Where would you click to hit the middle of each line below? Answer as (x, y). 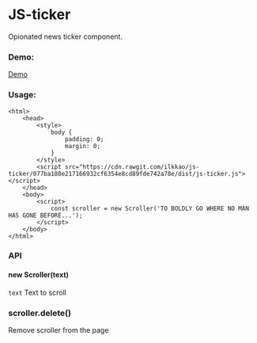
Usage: (23, 95)
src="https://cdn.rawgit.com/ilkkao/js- (132, 167)
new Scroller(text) (39, 275)
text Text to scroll (38, 292)
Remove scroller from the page (59, 330)
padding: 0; (84, 139)
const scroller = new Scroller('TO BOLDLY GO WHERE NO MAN (149, 208)
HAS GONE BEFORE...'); (45, 215)
